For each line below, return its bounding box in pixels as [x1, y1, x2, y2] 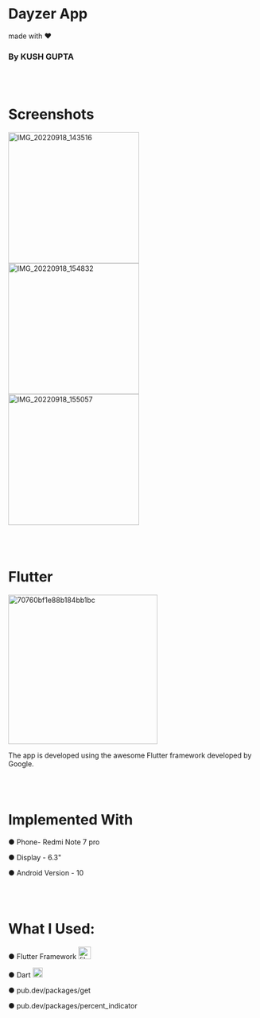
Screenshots [8, 105, 95, 123]
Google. [8, 759, 34, 769]
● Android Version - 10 [8, 868, 84, 878]
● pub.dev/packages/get [8, 985, 91, 995]
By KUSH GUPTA [8, 51, 74, 62]
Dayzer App [8, 5, 88, 23]
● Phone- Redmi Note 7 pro [8, 837, 100, 847]
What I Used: [8, 920, 95, 938]
